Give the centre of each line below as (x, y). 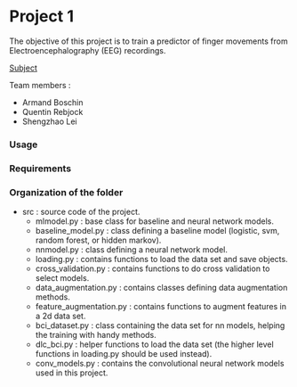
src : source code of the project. (81, 212)
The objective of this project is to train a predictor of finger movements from (148, 41)
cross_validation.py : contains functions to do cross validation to (153, 268)
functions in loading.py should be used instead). (124, 354)
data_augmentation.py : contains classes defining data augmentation (161, 288)
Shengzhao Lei (49, 121)
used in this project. (72, 373)
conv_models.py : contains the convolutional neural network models (160, 364)
